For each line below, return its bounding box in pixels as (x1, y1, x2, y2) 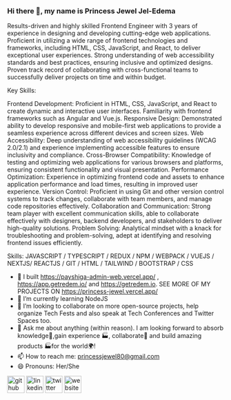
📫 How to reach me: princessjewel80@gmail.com (17, 352, 160, 361)
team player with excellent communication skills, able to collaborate (7, 209, 199, 218)
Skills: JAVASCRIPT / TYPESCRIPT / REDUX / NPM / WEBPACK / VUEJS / (7, 252, 214, 260)
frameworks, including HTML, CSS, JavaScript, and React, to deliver (7, 44, 201, 52)
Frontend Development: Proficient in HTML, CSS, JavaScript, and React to (7, 100, 217, 108)
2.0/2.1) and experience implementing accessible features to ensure (7, 144, 200, 152)
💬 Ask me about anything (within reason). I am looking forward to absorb (17, 324, 224, 333)
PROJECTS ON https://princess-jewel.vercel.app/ (17, 287, 159, 295)
